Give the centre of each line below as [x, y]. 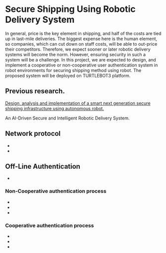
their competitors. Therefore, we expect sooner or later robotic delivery [78, 49]
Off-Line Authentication [43, 166]
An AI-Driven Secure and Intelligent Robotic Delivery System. [67, 118]
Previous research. [35, 91]
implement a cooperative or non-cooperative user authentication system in [82, 65]
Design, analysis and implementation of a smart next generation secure [78, 103]
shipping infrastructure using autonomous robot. [55, 108]
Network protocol [33, 134]
